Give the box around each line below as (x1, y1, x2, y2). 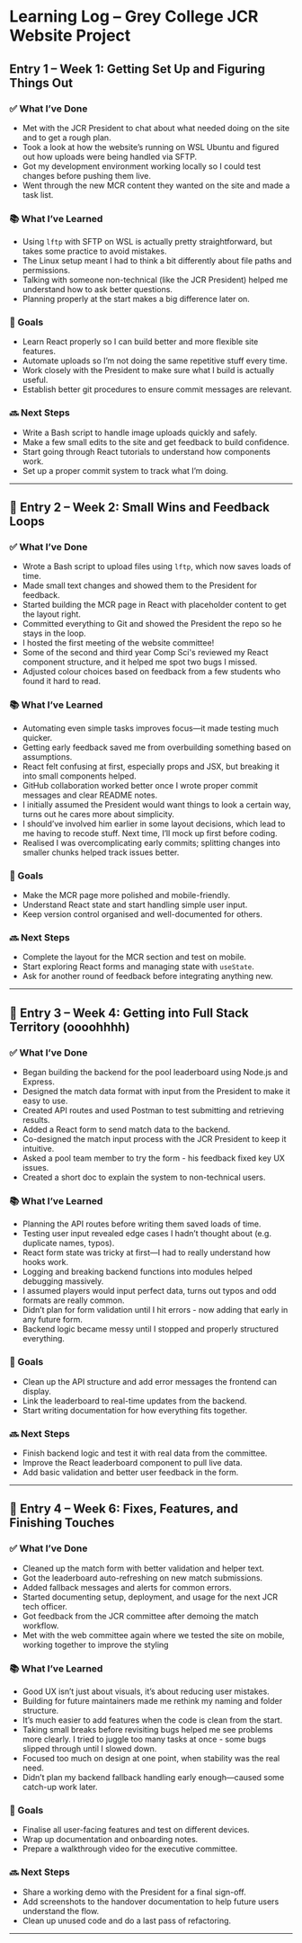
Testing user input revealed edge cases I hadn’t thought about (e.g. (22, 1228, 272, 1239)
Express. (22, 1076, 56, 1087)
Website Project (9, 25, 131, 46)
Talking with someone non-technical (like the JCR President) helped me (22, 274, 289, 285)
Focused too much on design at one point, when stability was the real (22, 1752, 280, 1763)
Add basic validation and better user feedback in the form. (22, 1466, 239, 1477)
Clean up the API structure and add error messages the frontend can (22, 1376, 277, 1386)
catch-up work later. (22, 1781, 98, 1792)
